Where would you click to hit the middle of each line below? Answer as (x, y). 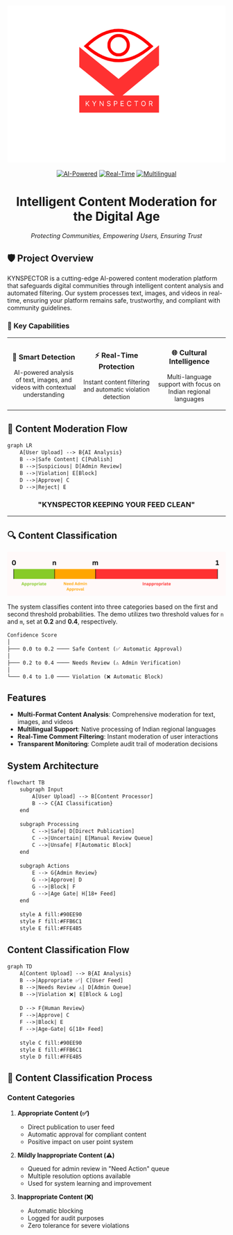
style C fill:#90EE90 (51, 1043)
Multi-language (189, 376)
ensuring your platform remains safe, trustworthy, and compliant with (122, 301)
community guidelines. (40, 308)
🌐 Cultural (189, 353)
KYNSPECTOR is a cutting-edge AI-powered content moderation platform (112, 278)
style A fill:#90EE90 (51, 915)
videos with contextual (44, 387)
